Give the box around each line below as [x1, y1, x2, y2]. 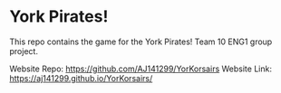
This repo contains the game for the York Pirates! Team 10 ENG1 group [9, 36, 273, 47]
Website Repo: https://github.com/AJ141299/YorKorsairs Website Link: [9, 63, 272, 74]
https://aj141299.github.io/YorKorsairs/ [9, 72, 153, 83]
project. [9, 45, 39, 56]
